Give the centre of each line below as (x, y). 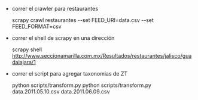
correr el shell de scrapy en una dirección (63, 38)
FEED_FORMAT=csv (36, 26)
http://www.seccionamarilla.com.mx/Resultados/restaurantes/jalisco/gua (102, 56)
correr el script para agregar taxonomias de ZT (70, 74)
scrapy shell (27, 49)
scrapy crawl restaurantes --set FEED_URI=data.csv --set (83, 20)
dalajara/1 (24, 62)
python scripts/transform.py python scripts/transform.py (81, 85)
